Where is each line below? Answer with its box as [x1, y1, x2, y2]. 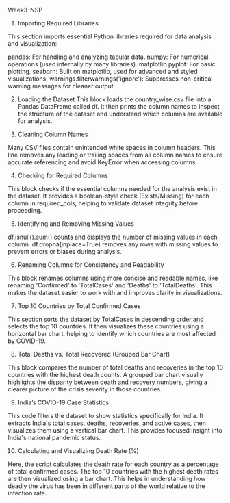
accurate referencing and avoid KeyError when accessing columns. [8, 158, 198, 166]
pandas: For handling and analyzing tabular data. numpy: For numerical [8, 53, 209, 61]
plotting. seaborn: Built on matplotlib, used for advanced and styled [8, 68, 198, 75]
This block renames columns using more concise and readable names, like [8, 274, 218, 282]
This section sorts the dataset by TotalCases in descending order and [8, 315, 204, 323]
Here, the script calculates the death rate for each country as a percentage [8, 460, 219, 468]
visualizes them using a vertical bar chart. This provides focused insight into [8, 426, 222, 434]
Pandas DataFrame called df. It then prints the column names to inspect [17, 103, 220, 110]
